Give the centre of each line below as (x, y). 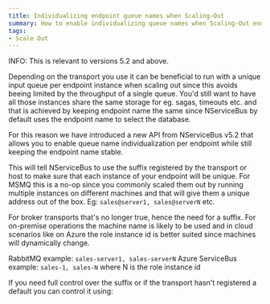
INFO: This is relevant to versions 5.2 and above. (88, 61)
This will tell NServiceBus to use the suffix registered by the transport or (128, 168)
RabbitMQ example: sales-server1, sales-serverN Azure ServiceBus (123, 259)
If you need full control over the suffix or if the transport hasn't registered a (133, 283)
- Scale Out (28, 38)
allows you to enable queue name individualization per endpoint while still (130, 144)
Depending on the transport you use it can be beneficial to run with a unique (135, 76)
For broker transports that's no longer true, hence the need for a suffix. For (132, 217)
